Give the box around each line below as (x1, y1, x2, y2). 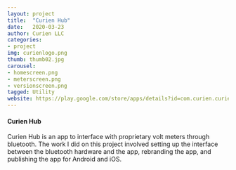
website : (7, 96, 33, 103)
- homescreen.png (7, 69, 58, 76)
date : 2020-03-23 (7, 23, 65, 30)
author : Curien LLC (7, 30, 65, 37)
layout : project (7, 10, 55, 18)
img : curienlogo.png (7, 50, 68, 57)
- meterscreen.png (7, 75, 61, 83)
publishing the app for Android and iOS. (7, 155, 122, 164)
